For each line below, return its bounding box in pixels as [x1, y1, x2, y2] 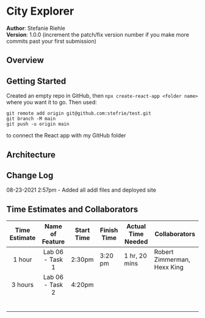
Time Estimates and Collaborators [6, 204, 138, 214]
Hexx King [154, 263, 184, 272]
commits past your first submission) [6, 37, 96, 45]
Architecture [6, 150, 56, 160]
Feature [41, 237, 65, 246]
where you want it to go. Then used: [6, 99, 98, 106]
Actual [126, 222, 146, 231]
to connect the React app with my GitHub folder [6, 132, 126, 139]
